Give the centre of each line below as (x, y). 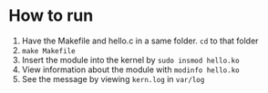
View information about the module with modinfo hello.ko (130, 70)
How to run (51, 16)
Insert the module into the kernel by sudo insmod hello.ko (130, 60)
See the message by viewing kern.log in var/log (113, 79)
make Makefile (48, 51)
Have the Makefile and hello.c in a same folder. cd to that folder (140, 41)
